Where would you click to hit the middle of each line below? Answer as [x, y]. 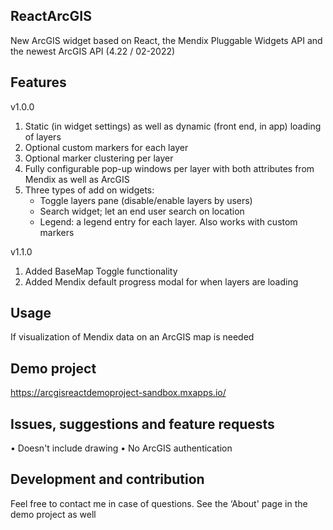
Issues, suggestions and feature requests [142, 424]
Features [38, 82]
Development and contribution [107, 479]
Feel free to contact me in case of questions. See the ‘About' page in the [159, 503]
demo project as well [53, 514]
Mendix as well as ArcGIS [77, 179]
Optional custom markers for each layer [106, 147]
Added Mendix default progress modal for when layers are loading [161, 281]
